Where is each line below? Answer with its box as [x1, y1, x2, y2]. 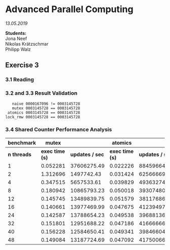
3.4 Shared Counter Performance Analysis [5, 126, 112, 133]
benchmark [8, 139, 36, 146]
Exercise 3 [5, 61, 39, 69]
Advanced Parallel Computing [5, 4, 134, 15]
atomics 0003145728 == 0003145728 [7, 110, 80, 115]
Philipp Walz [5, 46, 31, 52]
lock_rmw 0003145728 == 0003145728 [5, 114, 80, 119]
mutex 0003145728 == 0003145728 [12, 105, 80, 111]
